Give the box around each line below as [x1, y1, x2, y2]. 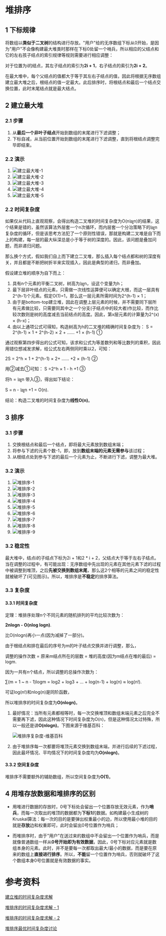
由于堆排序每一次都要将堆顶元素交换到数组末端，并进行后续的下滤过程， [12, 743, 160, 749]
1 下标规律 [5, 26, 36, 34]
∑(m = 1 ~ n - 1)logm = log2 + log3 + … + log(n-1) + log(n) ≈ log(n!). [5, 678, 142, 685]
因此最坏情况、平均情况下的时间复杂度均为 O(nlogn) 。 [12, 750, 123, 756]
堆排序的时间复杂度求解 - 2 [5, 915, 60, 921]
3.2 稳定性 [5, 542, 30, 549]
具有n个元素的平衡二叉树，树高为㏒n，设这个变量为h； [12, 280, 124, 287]
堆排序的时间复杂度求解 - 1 [5, 904, 59, 910]
